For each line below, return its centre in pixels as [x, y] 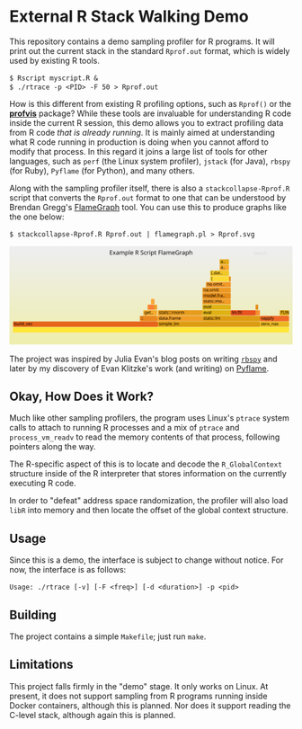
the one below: [37, 217]
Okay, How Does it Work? [82, 397]
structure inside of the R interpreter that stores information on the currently [148, 474]
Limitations [41, 665]
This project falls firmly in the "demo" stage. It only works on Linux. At [139, 686]
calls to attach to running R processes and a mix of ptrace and [124, 428]
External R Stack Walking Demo [129, 17]
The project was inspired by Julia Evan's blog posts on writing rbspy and [143, 359]
